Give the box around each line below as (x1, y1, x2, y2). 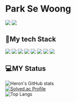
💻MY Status (5, 64, 46, 73)
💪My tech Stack (5, 35, 56, 43)
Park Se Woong (5, 3, 71, 15)
